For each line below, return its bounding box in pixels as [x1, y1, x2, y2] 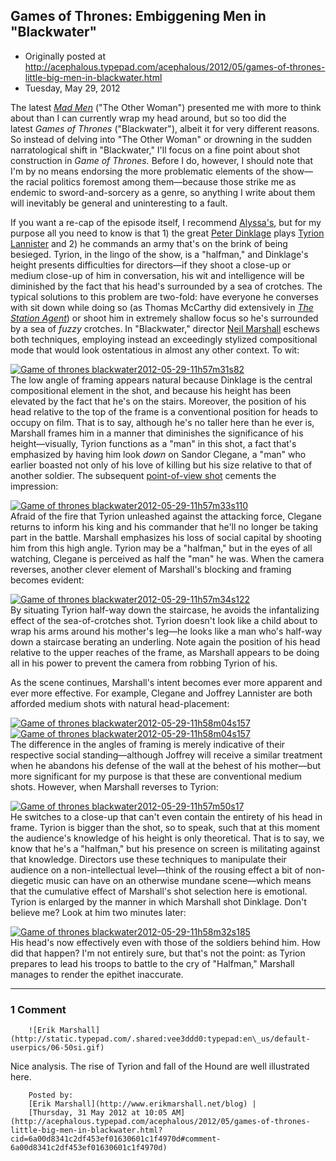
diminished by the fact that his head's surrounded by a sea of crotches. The [10, 280, 323, 292]
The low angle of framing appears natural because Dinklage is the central [10, 374, 313, 386]
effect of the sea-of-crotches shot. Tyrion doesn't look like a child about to [10, 614, 318, 626]
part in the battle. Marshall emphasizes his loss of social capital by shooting [10, 531, 322, 543]
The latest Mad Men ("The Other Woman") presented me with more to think [10, 101, 322, 113]
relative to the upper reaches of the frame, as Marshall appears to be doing [10, 646, 320, 658]
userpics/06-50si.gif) [10, 1043, 105, 1053]
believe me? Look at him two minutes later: [10, 906, 187, 918]
